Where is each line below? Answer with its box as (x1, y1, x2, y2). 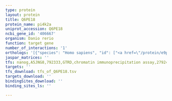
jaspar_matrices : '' (5, 55, 50, 60)
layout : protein (5, 12, 40, 17)
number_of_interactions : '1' (5, 45, 68, 50)
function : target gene (5, 41, 54, 46)
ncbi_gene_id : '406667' (5, 31, 56, 36)
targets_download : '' (5, 74, 52, 79)
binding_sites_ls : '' (5, 83, 52, 88)
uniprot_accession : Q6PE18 (5, 27, 63, 32)
